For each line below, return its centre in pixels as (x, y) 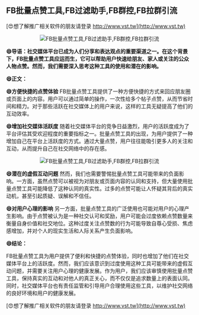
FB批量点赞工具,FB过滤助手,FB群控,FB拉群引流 (92, 11)
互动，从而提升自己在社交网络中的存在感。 (58, 148)
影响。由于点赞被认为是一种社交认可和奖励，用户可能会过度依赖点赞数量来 (102, 216)
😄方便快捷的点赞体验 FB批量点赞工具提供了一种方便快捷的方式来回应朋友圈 (98, 91)
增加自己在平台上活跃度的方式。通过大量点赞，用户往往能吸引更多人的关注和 (99, 141)
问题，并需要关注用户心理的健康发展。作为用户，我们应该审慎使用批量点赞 (102, 271)
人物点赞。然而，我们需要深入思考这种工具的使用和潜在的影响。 (84, 66)
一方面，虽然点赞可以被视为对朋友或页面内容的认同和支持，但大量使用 (102, 181)
